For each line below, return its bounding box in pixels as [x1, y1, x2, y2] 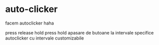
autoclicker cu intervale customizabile [5, 35, 84, 41]
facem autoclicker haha [5, 20, 54, 26]
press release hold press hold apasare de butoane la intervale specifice [5, 29, 154, 35]
